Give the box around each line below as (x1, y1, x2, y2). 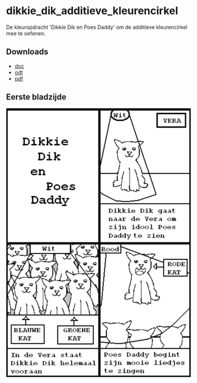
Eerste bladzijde (6, 92, 67, 102)
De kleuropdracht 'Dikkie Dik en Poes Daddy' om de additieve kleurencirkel (6, 24, 188, 31)
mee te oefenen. (6, 29, 46, 36)
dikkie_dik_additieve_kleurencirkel (6, 4, 179, 18)
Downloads (6, 47, 49, 57)
